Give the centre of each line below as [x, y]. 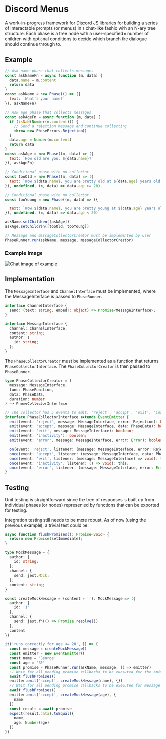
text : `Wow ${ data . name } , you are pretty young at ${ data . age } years [83, 208]
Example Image [24, 253]
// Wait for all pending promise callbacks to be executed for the [81, 672]
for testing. [16, 510]
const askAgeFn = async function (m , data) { [53, 117]
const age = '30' [27, 663]
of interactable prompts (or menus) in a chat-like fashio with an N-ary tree [80, 28]
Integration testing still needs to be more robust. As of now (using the [76, 520]
